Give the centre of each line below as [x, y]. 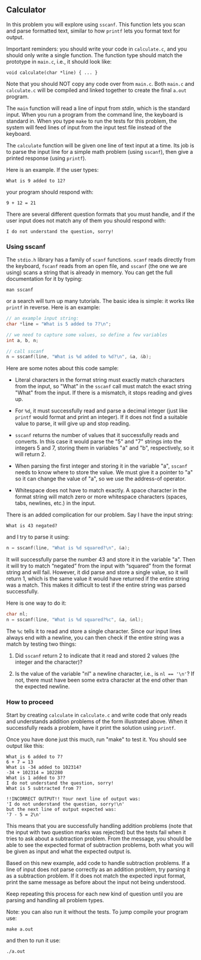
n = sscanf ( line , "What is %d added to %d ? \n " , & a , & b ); [79, 357]
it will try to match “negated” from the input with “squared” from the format [99, 566]
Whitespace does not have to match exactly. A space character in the [101, 491]
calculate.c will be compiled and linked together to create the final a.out [97, 90]
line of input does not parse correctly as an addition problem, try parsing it [98, 870]
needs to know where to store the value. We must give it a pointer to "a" [104, 472]
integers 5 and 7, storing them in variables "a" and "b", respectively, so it [104, 448]
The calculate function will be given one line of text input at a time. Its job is [100, 145]
